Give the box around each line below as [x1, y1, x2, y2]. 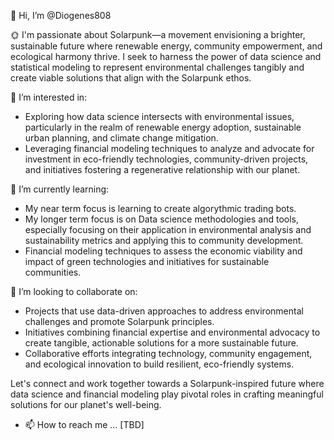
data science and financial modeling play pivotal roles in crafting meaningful [10, 388, 324, 400]
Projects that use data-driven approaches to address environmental [24, 305, 304, 317]
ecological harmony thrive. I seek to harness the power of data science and [10, 51, 322, 62]
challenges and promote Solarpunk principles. [24, 316, 215, 327]
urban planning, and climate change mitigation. [24, 132, 219, 144]
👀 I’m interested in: [10, 91, 88, 103]
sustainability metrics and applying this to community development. [24, 235, 304, 246]
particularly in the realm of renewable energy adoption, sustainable [24, 121, 302, 133]
